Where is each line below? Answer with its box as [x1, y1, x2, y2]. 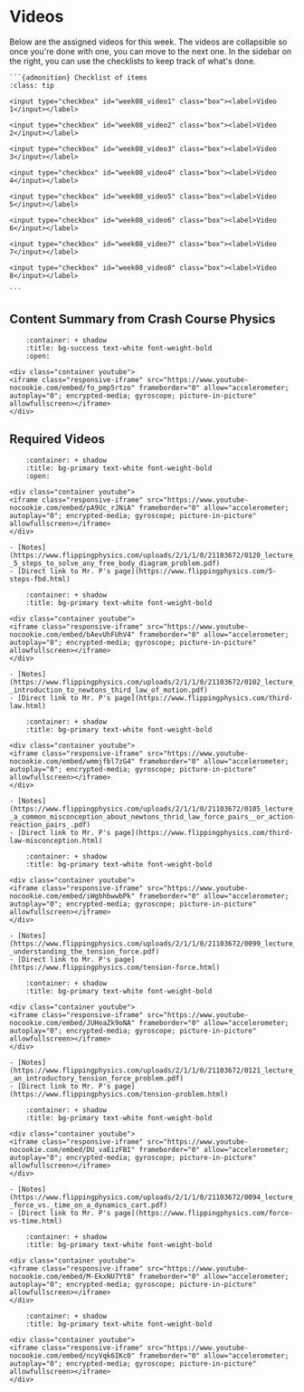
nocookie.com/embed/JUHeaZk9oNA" [9, 1018, 136, 1027]
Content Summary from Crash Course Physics [9, 312, 276, 327]
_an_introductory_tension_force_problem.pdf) [9, 1073, 184, 1083]
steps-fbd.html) [9, 574, 71, 583]
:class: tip [9, 81, 54, 90]
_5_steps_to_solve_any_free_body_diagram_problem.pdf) [9, 559, 221, 568]
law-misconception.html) [9, 836, 103, 845]
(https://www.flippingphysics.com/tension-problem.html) [9, 1090, 229, 1099]
